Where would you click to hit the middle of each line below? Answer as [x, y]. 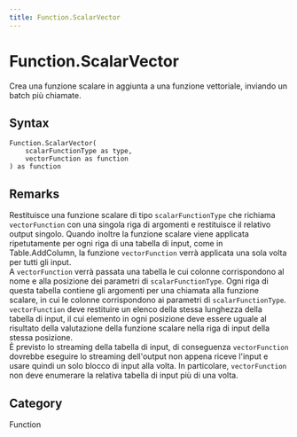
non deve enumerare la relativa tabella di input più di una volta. [124, 375]
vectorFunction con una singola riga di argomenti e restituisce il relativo [140, 225]
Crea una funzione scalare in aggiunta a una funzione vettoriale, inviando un [148, 86]
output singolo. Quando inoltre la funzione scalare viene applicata [129, 234]
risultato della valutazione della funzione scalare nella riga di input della [140, 328]
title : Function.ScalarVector [65, 17]
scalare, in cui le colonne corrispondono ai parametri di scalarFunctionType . [148, 300]
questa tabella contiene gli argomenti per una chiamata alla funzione [134, 291]
